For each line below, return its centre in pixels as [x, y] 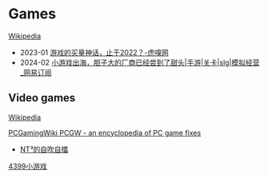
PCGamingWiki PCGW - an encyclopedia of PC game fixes [105, 133]
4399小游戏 [28, 166]
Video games [42, 98]
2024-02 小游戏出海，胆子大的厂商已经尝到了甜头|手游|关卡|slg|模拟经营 [140, 62]
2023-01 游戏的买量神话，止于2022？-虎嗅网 [94, 52]
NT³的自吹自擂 [44, 149]
